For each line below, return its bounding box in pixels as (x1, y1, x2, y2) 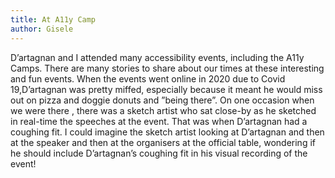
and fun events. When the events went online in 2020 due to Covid (10, 72, 286, 85)
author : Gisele (10, 24, 74, 34)
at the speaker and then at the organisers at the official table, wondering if (10, 136, 316, 148)
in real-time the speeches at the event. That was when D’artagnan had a (10, 115, 308, 127)
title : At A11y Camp (10, 14, 97, 25)
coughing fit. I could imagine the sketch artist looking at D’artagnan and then (10, 126, 325, 138)
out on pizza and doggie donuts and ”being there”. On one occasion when (10, 94, 315, 106)
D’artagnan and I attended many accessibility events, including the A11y (10, 51, 305, 63)
